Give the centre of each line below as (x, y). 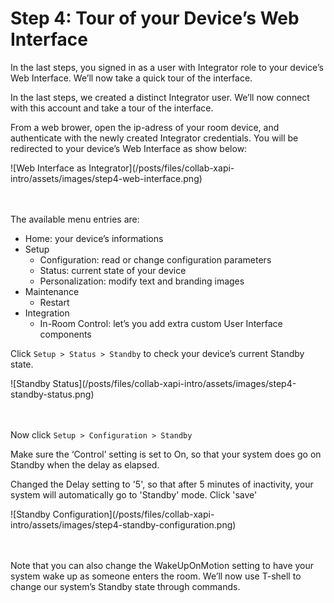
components (65, 334)
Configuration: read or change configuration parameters (155, 259)
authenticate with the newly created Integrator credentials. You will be (154, 138)
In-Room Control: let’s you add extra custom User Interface (161, 323)
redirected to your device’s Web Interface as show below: (129, 148)
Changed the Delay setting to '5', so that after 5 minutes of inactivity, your (162, 484)
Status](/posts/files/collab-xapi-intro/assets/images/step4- (174, 383)
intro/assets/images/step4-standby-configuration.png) (123, 524)
